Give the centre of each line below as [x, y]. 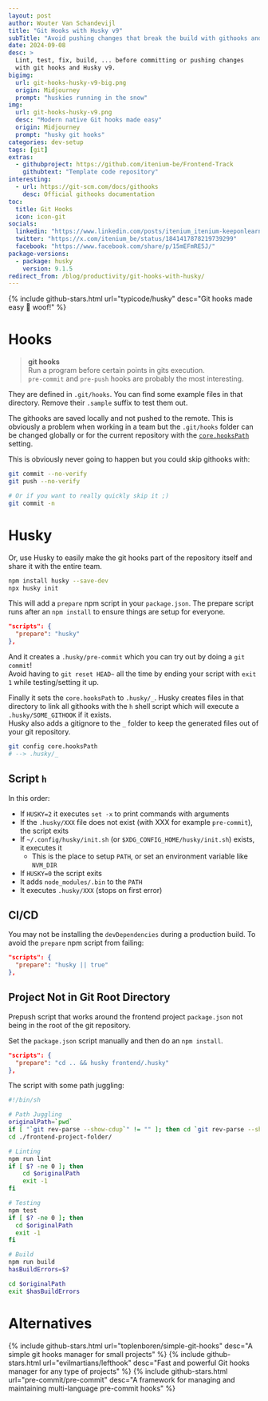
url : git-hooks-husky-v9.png [64, 113]
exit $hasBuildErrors [44, 1291]
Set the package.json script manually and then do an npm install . [116, 1040]
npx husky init [33, 588]
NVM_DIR [44, 865]
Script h [28, 779]
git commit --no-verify [48, 474]
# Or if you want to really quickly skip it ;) [89, 496]
